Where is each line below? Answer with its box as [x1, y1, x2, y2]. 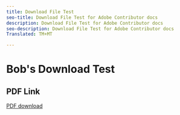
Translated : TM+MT [6, 31, 53, 37]
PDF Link [6, 86, 40, 96]
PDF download [6, 102, 43, 110]
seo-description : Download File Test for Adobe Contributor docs [6, 25, 174, 32]
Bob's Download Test [6, 63, 115, 76]
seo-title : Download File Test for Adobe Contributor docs [6, 14, 158, 20]
